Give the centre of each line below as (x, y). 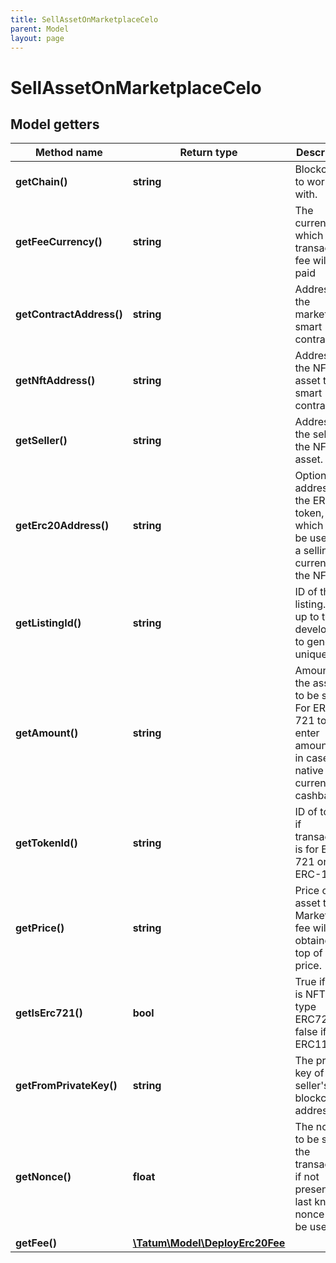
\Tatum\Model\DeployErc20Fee (209, 1243)
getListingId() (48, 623)
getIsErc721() (49, 1013)
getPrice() (40, 928)
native (309, 771)
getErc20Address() (62, 526)
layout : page (37, 38)
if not (307, 1177)
